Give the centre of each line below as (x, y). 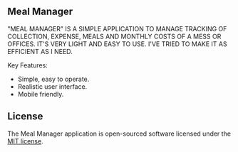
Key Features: (27, 65)
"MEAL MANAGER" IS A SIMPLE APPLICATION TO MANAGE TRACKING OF (117, 28)
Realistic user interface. (52, 86)
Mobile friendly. (41, 94)
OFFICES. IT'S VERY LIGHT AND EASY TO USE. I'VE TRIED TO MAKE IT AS (117, 44)
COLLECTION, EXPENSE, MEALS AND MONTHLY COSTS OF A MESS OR (114, 36)
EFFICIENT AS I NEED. (40, 51)
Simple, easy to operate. (53, 79)
